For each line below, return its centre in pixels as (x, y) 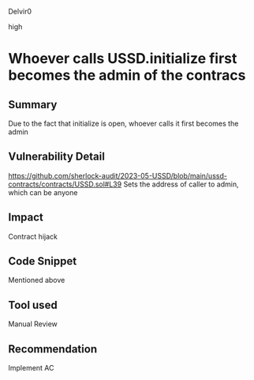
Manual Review (33, 324)
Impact (26, 218)
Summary (33, 105)
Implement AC (31, 368)
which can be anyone (43, 192)
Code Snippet (43, 261)
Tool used (33, 305)
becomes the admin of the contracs (127, 75)
